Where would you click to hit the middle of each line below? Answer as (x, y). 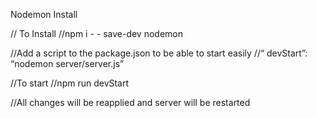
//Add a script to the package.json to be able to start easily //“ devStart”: (159, 53)
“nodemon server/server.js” (67, 63)
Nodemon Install (44, 14)
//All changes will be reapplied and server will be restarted (130, 102)
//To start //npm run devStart (70, 83)
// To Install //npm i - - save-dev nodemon (97, 33)
